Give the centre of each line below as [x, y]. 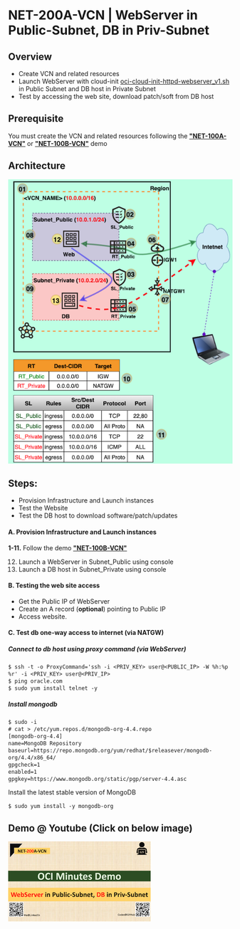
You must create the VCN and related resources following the [98, 136]
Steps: [23, 483]
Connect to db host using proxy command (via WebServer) [97, 649]
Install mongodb [33, 704]
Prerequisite [36, 119]
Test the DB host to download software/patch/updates [98, 515]
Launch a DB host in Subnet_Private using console [92, 569]
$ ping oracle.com [35, 681]
